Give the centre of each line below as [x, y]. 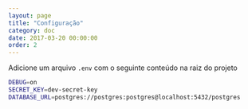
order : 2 [23, 45]
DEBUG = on [23, 83]
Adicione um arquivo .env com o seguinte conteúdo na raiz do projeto [123, 68]
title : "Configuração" [46, 23]
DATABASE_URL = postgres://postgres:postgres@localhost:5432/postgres [124, 97]
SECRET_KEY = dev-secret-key [53, 90]
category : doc [32, 30]
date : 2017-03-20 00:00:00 [53, 38]
